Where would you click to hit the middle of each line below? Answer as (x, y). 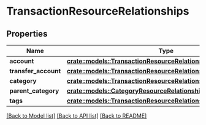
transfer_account (35, 71)
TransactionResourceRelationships (98, 11)
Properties (27, 34)
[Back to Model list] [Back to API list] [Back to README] (77, 116)
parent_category (34, 91)
